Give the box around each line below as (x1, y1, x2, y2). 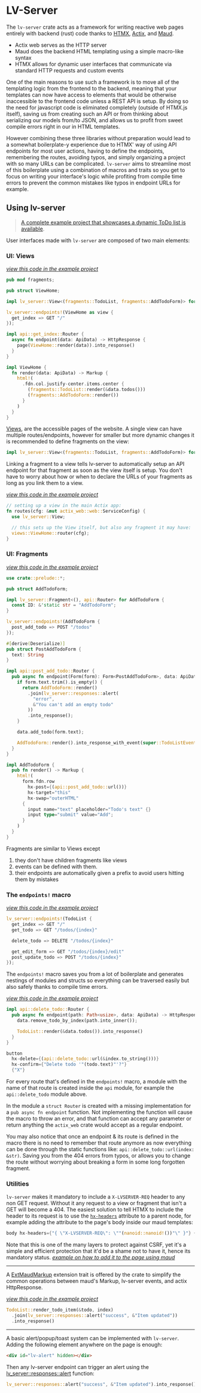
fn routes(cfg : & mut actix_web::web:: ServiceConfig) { (6, 508, 146, 514)
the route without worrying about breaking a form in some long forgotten (6, 1158, 185, 1165)
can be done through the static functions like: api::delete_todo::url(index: (6, 1146, 194, 1153)
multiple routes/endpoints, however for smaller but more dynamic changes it (6, 432, 194, 439)
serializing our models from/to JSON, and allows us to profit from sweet (6, 116, 183, 123)
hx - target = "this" (28, 789, 71, 795)
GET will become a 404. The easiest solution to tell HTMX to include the (6, 1206, 184, 1213)
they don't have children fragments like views (14, 856, 127, 864)
